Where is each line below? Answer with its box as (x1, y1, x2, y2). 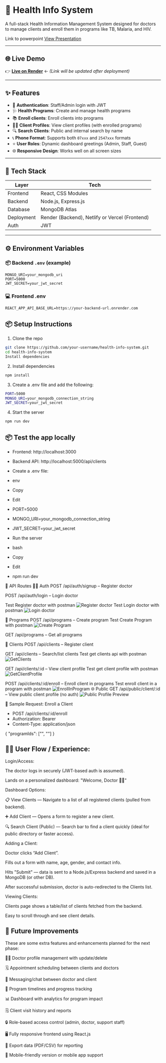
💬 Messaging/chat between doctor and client (5, 976, 97, 982)
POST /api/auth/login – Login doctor (5, 592, 78, 598)
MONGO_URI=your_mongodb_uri (5, 272, 63, 277)
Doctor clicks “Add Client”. (5, 850, 59, 856)
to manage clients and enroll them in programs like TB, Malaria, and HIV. (5, 26, 152, 32)
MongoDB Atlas (40, 206, 77, 213)
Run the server (12, 535, 43, 541)
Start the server (12, 409, 44, 415)
